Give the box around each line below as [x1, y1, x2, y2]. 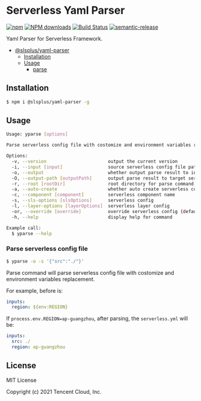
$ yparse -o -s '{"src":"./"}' [6, 258, 84, 264]
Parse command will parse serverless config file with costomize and [6, 269, 175, 276]
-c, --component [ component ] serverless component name [11, 192, 175, 198]
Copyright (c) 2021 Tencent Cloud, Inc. [6, 388, 102, 395]
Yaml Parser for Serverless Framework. [6, 35, 103, 42]
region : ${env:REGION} [11, 304, 68, 310]
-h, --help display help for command [11, 214, 172, 220]
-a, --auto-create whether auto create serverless [11, 186, 188, 192]
